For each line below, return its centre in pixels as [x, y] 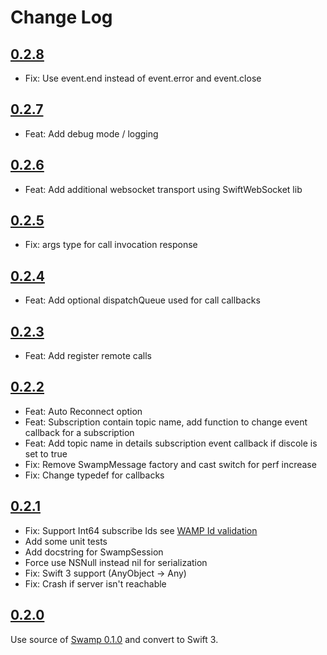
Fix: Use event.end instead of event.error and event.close [143, 78]
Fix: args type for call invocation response [111, 245]
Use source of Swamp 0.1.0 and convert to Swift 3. [114, 639]
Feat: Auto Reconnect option [83, 411]
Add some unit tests [66, 541]
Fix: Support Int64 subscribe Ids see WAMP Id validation [141, 530]
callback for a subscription [79, 432]
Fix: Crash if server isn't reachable [95, 583]
